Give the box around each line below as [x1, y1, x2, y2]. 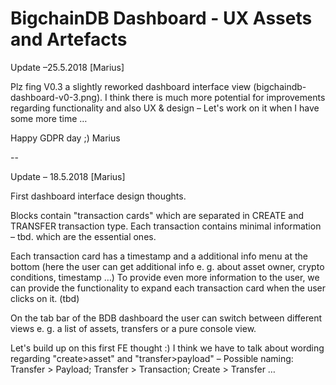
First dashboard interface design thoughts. [10, 190, 187, 202]
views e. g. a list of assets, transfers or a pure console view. [10, 322, 257, 334]
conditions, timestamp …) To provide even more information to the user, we [10, 271, 320, 283]
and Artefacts [10, 28, 128, 51]
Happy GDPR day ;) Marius [10, 132, 121, 144]
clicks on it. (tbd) [10, 292, 80, 304]
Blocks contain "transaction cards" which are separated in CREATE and [10, 209, 305, 221]
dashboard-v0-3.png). [10, 91, 103, 103]
